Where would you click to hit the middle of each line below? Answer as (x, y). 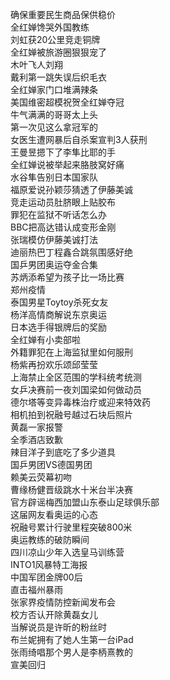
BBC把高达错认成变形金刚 (63, 227)
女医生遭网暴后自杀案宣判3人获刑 (79, 139)
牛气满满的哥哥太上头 (54, 114)
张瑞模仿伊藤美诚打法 (54, 239)
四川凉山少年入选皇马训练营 (67, 552)
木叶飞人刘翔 (36, 64)
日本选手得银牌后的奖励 (58, 327)
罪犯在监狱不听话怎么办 (58, 214)
